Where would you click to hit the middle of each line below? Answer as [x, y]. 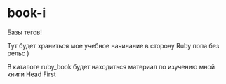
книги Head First [32, 74]
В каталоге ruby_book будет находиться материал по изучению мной [111, 66]
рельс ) [18, 53]
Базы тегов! [25, 32]
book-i [27, 13]
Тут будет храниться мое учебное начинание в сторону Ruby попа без [113, 45]
